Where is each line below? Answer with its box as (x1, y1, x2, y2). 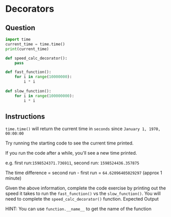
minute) (5, 175, 22, 181)
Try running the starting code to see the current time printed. (5, 140, 134, 146)
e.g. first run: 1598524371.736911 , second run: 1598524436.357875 (5, 160, 140, 166)
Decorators (5, 3, 55, 15)
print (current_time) (5, 46, 50, 52)
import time (5, 37, 31, 42)
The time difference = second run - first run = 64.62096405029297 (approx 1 (5, 170, 162, 176)
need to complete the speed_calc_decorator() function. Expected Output (5, 196, 159, 202)
